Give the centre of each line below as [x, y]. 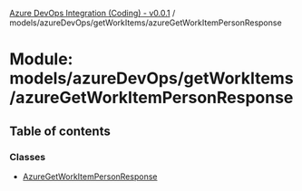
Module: [41, 59]
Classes [28, 157]
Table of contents [60, 131]
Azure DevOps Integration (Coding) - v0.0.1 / [93, 13]
